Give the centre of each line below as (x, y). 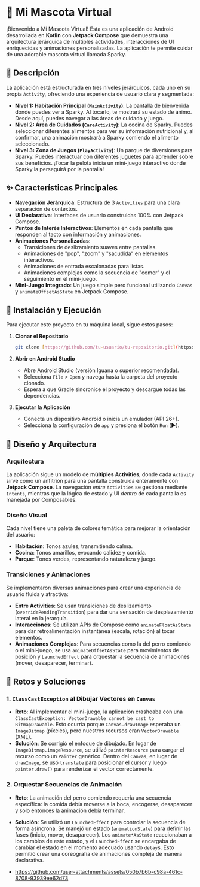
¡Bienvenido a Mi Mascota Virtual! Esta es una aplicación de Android (90, 29)
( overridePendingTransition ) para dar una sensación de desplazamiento (104, 612)
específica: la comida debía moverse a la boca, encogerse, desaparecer (104, 804)
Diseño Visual (27, 515)
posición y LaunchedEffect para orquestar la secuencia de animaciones (102, 656)
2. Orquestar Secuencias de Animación (64, 785)
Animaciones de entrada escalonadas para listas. (84, 266)
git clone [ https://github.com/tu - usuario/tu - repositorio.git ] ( (96, 347)
